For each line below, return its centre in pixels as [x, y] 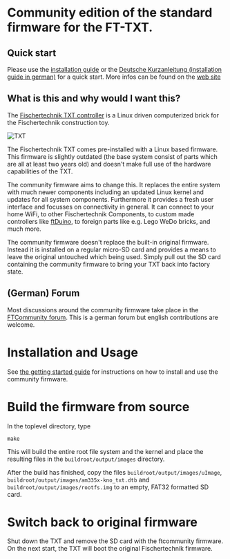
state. [15, 272]
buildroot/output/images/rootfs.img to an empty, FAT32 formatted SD [108, 487]
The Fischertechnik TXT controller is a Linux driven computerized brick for [113, 115]
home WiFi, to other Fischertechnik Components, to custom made [101, 214]
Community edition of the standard [110, 13]
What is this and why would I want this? [94, 98]
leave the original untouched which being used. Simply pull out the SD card [114, 256]
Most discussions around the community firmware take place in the [103, 310]
